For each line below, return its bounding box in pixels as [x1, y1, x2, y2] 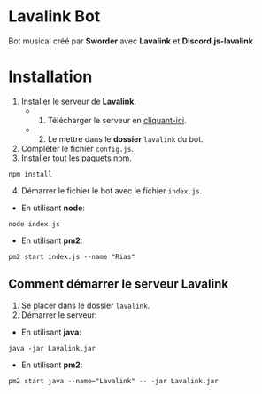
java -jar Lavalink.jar [8, 343, 96, 352]
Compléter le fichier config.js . [20, 143, 135, 154]
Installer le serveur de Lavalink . [20, 96, 136, 106]
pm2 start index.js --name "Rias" [8, 252, 136, 261]
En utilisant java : [20, 327, 81, 337]
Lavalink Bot [8, 6, 101, 27]
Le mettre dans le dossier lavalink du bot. [47, 133, 204, 144]
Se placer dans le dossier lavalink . [20, 300, 150, 311]
